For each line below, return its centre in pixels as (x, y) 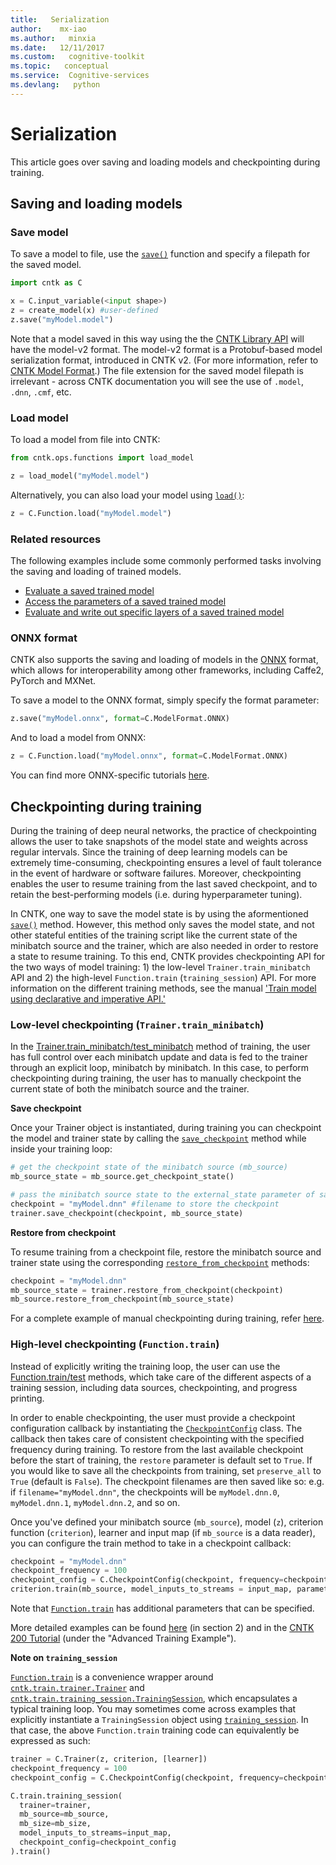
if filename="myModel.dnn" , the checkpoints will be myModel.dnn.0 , (145, 1492)
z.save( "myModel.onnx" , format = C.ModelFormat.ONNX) (120, 719)
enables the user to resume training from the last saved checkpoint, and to (164, 883)
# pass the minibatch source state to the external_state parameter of (162, 1195)
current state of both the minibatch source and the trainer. (130, 1089)
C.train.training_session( (66, 1796)
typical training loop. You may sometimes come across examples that (153, 1709)
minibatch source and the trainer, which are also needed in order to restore (164, 945)
